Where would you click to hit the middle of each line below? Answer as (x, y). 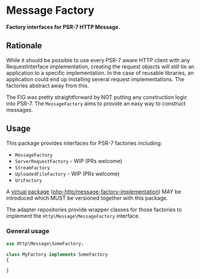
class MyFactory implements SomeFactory (57, 255)
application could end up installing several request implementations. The (96, 79)
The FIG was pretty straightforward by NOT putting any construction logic (97, 97)
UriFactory (28, 180)
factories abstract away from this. (48, 85)
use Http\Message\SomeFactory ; (45, 243)
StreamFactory (32, 168)
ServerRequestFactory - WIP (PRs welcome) (68, 161)
